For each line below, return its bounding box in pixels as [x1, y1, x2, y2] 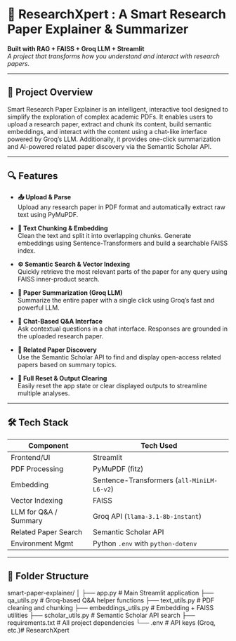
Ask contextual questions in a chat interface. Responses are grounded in [17, 324, 228, 333]
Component [27, 441, 69, 451]
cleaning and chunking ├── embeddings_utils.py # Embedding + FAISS [7, 604, 214, 612]
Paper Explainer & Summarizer [7, 21, 189, 37]
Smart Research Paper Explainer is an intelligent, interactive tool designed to [7, 105, 228, 113]
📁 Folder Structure [7, 570, 89, 582]
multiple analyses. [17, 389, 70, 397]
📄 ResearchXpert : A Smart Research [7, 6, 226, 22]
